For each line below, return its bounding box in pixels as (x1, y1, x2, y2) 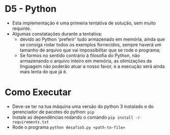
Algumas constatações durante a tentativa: (12, 31, 102, 37)
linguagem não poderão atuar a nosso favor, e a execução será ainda (19, 63, 165, 69)
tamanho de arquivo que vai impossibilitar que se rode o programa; (19, 47, 161, 53)
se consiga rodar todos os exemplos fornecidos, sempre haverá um (19, 41, 161, 47)
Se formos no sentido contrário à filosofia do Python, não (19, 52, 140, 59)
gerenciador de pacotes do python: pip (12, 109, 95, 115)
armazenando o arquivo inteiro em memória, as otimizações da (19, 58, 152, 64)
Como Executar (5, 87, 72, 98)
